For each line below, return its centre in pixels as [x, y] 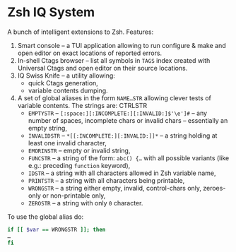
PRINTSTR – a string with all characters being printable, [106, 180]
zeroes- [214, 188]
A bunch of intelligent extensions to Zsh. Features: [81, 32]
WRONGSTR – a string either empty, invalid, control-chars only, [115, 188]
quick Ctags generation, [63, 83]
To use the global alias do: [46, 217]
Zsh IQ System [51, 12]
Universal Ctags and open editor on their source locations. [102, 68]
